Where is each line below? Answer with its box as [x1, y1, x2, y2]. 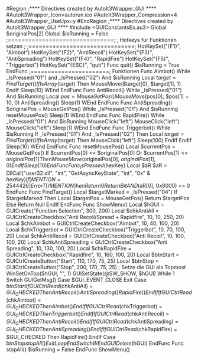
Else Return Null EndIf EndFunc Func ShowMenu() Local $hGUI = [6, 201, 164, 208]
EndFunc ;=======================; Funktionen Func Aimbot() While [6, 68, 191, 74]
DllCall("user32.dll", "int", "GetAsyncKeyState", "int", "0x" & [6, 169, 151, 177]
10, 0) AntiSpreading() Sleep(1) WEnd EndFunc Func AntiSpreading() [6, 99, 173, 106]
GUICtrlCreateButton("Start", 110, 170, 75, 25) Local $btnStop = [6, 257, 159, 265]
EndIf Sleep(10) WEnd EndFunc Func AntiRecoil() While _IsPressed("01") [6, 87, 182, 93]
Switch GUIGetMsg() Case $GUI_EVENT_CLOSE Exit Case [6, 276, 147, 283]
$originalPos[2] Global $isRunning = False [6, 30, 109, 37]
